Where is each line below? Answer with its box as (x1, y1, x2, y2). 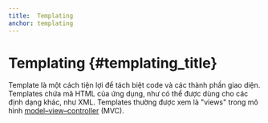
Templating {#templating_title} (8, 54, 218, 72)
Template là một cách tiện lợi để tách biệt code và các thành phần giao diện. (8, 80, 261, 90)
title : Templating (8, 11, 74, 20)
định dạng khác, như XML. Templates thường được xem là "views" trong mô (8, 97, 258, 107)
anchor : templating (8, 19, 74, 27)
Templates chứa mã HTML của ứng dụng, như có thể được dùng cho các (8, 89, 249, 99)
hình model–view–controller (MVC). (8, 106, 124, 116)
